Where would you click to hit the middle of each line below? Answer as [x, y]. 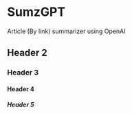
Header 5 [21, 105]
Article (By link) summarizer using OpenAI [66, 31]
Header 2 [27, 53]
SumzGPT [36, 12]
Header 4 [21, 89]
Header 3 [23, 73]
